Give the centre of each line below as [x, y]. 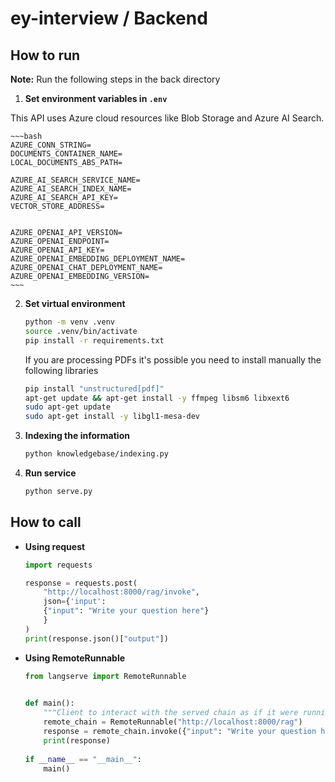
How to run [45, 55]
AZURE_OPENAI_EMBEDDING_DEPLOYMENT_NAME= [98, 259]
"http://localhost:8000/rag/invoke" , [122, 592]
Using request [55, 546]
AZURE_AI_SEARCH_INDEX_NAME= [71, 189]
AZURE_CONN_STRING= [51, 145]
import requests [58, 565]
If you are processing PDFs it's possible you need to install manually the [173, 359]
